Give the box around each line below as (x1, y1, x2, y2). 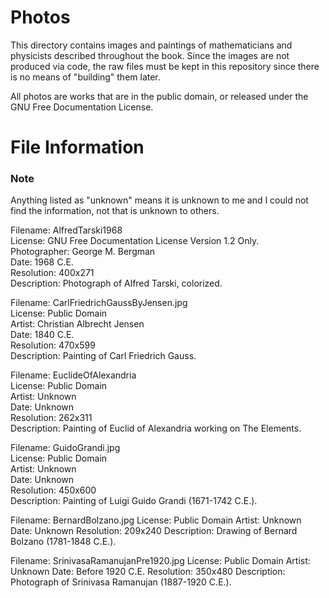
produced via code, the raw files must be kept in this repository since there (10, 60, 320, 72)
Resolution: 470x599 (10, 339, 96, 351)
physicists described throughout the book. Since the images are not (10, 49, 290, 61)
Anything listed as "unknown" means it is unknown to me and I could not (10, 194, 309, 206)
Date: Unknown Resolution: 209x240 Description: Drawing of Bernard (10, 525, 298, 537)
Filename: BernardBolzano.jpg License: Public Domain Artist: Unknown (10, 514, 302, 526)
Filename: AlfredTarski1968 (10, 224, 123, 236)
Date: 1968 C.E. (10, 256, 74, 268)
